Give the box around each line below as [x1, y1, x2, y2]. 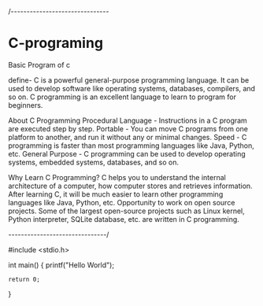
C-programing [8, 35, 104, 52]
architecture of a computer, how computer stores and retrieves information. [8, 181, 254, 190]
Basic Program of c [8, 60, 71, 69]
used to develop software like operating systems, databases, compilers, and [8, 83, 256, 93]
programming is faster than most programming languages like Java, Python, [8, 141, 254, 150]
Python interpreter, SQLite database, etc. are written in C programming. [8, 214, 240, 223]
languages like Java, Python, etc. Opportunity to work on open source [8, 197, 235, 207]
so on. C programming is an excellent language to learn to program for [8, 92, 236, 101]
